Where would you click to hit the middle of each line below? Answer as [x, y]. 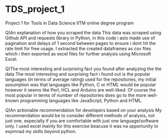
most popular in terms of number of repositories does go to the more [76, 95]
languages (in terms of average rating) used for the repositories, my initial [81, 79]
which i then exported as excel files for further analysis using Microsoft [78, 54]
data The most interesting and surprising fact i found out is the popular [78, 74]
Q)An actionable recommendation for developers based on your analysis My [83, 110]
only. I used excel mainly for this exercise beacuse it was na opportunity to [82, 126]
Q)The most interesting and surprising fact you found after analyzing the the [83, 69]
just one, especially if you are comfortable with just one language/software [82, 121]
